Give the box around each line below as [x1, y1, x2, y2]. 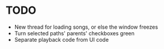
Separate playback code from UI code [14, 36, 109, 43]
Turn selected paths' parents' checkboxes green [14, 29, 135, 36]
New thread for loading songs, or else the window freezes [14, 23, 159, 30]
